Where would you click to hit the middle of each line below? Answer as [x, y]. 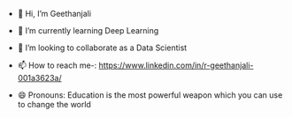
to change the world [54, 104]
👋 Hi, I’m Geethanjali [54, 14]
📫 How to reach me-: [57, 65]
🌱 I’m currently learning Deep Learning [88, 30]
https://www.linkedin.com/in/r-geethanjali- [176, 65]
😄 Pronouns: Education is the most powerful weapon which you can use [150, 95]
